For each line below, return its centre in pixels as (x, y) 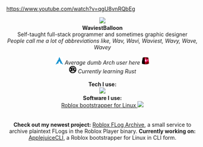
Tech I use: (102, 84)
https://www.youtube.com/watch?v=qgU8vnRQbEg (71, 9)
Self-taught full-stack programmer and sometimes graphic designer (102, 34)
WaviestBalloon (102, 28)
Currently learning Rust (107, 71)
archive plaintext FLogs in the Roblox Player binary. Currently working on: (102, 131)
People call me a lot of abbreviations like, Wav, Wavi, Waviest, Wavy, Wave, (102, 41)
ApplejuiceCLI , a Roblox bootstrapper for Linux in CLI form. (102, 138)
